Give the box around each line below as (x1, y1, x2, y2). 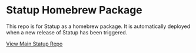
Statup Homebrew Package (6, 3, 142, 17)
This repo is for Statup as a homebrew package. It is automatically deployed (6, 23, 190, 30)
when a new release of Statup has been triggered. (6, 29, 128, 36)
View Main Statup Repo (6, 40, 63, 47)
